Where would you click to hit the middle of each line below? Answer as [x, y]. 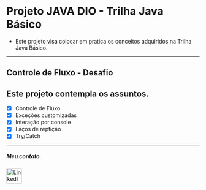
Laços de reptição [38, 129]
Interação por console [43, 122]
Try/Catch [28, 136]
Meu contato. [24, 156]
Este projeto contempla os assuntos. [78, 93]
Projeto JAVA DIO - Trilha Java [85, 11]
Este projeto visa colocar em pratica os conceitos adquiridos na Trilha [103, 41]
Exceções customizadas [46, 115]
